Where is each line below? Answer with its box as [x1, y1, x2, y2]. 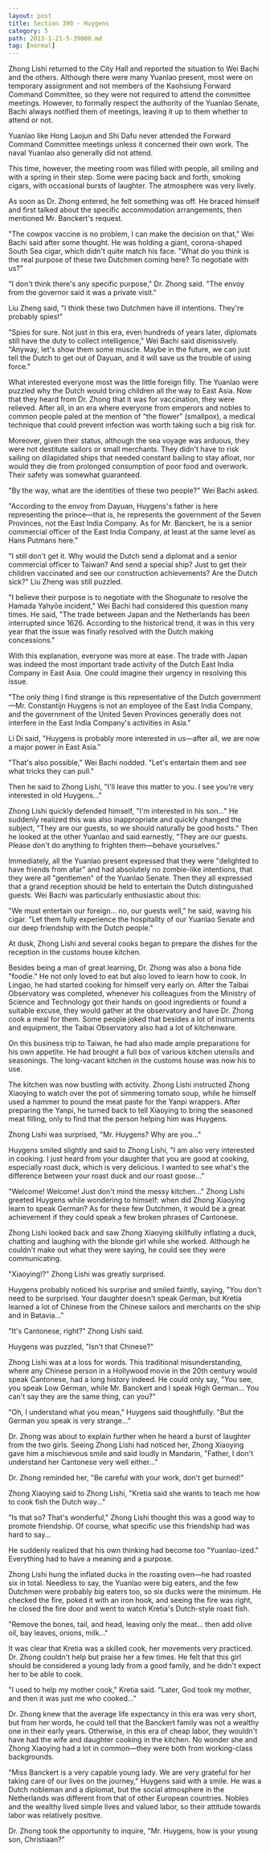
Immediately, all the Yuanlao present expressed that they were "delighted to [8, 856, 259, 866]
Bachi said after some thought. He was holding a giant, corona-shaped [8, 238, 243, 248]
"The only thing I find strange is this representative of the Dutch [8, 693, 219, 702]
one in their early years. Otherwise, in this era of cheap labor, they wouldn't [8, 1726, 258, 1736]
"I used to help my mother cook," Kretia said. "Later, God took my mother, [8, 1685, 252, 1695]
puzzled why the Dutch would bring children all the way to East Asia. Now [8, 386, 252, 396]
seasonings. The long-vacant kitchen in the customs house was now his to [8, 1055, 256, 1065]
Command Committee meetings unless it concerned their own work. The [8, 139, 249, 149]
